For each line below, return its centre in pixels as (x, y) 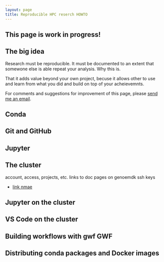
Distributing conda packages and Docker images (82, 253)
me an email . (18, 99)
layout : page (19, 10)
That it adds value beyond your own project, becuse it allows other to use (80, 78)
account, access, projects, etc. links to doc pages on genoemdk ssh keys (80, 177)
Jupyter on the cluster (40, 202)
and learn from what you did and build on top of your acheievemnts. (75, 84)
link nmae (22, 187)
